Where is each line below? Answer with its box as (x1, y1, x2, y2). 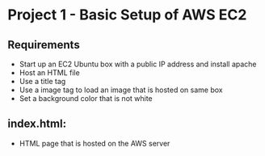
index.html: (7, 117, 66, 131)
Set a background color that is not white (19, 94, 153, 103)
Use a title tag (19, 77, 66, 86)
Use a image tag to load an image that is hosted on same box (19, 85, 223, 95)
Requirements (7, 38, 80, 52)
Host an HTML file (19, 68, 80, 78)
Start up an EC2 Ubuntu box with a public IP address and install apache (19, 59, 257, 69)
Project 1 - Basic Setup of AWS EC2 (7, 6, 247, 24)
